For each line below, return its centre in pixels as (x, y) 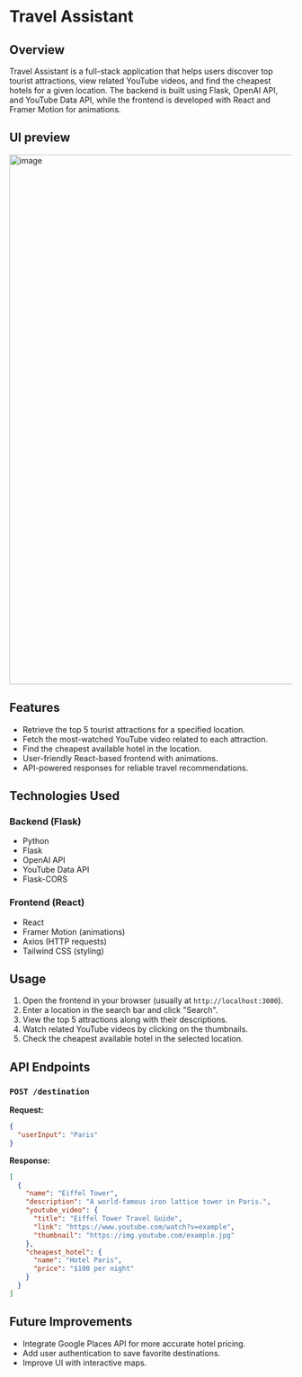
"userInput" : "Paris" (58, 1134)
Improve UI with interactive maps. (84, 1363)
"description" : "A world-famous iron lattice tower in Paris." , (148, 1202)
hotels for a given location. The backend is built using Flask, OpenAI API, (144, 90)
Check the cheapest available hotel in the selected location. (133, 1039)
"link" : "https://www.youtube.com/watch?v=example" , (134, 1227)
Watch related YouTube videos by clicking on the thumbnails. (135, 1029)
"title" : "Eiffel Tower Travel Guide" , (107, 1219)
